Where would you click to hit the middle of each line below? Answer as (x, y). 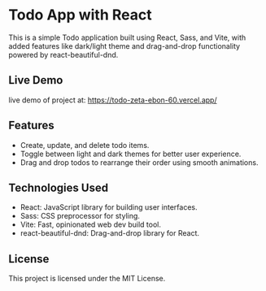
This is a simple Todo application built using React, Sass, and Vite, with (127, 37)
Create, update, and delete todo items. (85, 145)
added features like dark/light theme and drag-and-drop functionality (124, 46)
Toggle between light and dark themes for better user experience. (131, 154)
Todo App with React (80, 15)
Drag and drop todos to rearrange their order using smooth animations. (139, 162)
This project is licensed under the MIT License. (87, 279)
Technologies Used (58, 187)
